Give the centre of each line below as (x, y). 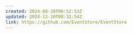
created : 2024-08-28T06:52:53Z (44, 11)
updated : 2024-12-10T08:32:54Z (44, 17)
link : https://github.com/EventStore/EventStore (66, 22)
